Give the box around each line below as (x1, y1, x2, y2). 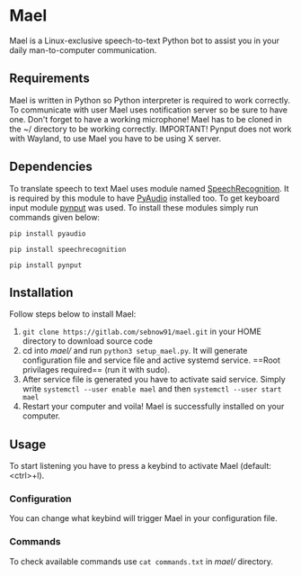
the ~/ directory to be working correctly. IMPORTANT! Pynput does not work (9, 123, 292, 134)
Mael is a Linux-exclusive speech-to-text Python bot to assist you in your (9, 35, 280, 46)
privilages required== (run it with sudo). (22, 364, 171, 375)
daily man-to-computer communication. (9, 44, 157, 55)
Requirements (9, 71, 90, 86)
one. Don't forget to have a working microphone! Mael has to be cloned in (9, 113, 282, 124)
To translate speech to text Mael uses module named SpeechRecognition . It (9, 183, 289, 193)
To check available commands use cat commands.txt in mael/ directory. (9, 555, 274, 567)
